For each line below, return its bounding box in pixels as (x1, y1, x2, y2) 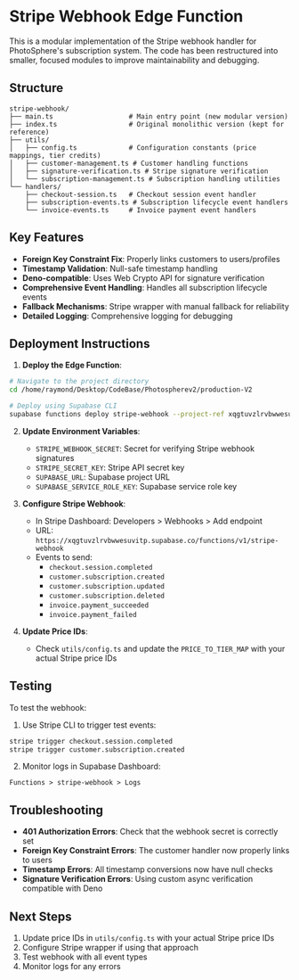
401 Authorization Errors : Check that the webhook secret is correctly (21, 827, 279, 837)
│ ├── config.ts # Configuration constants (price (9, 143, 256, 152)
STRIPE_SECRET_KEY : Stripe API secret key (35, 462, 185, 473)
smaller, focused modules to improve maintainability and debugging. (9, 54, 260, 65)
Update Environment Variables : (21, 425, 141, 436)
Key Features (9, 230, 85, 245)
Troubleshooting (9, 803, 104, 818)
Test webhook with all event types (21, 951, 148, 962)
